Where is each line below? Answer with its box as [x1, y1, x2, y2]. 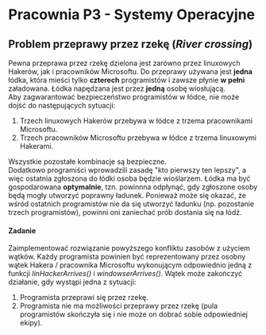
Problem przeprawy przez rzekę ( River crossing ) [8, 37, 253, 51]
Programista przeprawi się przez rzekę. [19, 293, 148, 302]
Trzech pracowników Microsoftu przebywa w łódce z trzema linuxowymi [19, 133, 256, 142]
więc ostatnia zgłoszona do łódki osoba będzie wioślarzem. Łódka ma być [8, 173, 251, 183]
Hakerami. [19, 142, 54, 150]
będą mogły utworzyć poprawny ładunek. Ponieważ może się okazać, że [8, 191, 246, 200]
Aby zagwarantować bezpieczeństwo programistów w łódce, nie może [8, 92, 240, 101]
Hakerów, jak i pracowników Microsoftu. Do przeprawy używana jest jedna [8, 67, 253, 76]
